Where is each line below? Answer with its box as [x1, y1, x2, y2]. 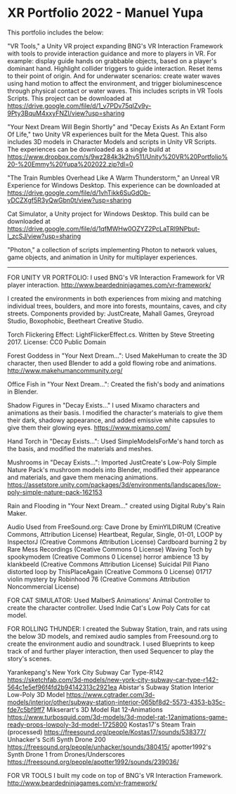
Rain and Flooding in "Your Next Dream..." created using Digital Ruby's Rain [7, 501, 225, 510]
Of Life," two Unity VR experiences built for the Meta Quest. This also [7, 130, 208, 138]
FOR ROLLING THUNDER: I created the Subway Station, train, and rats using [7, 624, 228, 633]
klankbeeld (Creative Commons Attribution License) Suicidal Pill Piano [7, 560, 209, 568]
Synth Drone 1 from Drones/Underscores [7, 750, 125, 758]
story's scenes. [7, 654, 52, 663]
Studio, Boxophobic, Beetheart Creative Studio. [7, 316, 144, 325]
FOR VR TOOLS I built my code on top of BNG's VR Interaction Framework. [7, 771, 223, 779]
